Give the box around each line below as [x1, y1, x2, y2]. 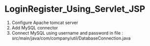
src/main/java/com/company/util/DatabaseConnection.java [11, 35, 131, 41]
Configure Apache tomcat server [11, 20, 78, 25]
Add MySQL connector [11, 24, 58, 30]
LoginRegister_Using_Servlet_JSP [4, 3, 146, 15]
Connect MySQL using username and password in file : [11, 30, 124, 36]
